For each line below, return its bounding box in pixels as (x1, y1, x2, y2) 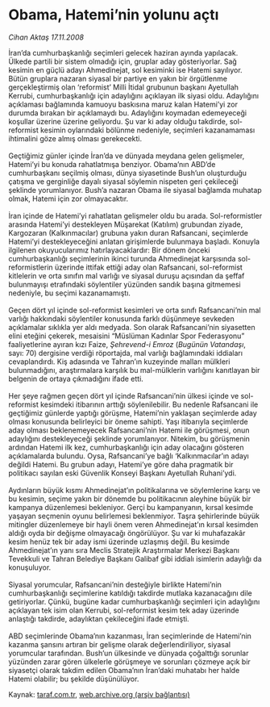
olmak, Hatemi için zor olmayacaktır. (8, 194, 129, 203)
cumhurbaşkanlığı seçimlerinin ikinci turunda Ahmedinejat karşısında (8, 253, 236, 263)
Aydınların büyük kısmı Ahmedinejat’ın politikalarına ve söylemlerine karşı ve (8, 485, 260, 495)
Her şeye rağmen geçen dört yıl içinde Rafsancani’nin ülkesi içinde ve (8, 391, 239, 400)
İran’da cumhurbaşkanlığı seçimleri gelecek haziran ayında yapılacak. (8, 48, 239, 57)
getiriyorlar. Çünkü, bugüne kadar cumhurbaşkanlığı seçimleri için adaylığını (8, 596, 260, 606)
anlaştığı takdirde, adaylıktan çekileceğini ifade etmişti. (8, 613, 189, 623)
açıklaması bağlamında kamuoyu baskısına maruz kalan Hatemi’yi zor (8, 99, 239, 109)
